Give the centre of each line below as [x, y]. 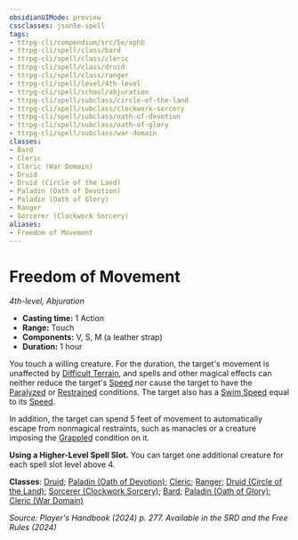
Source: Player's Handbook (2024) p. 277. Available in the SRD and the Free [149, 518]
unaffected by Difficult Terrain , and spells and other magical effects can [141, 374]
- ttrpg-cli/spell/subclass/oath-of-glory [89, 125]
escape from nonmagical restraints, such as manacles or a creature [133, 429]
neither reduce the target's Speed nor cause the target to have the [131, 383]
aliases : [25, 224]
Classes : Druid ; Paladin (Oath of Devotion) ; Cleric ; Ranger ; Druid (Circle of [146, 482]
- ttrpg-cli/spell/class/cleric [69, 59]
